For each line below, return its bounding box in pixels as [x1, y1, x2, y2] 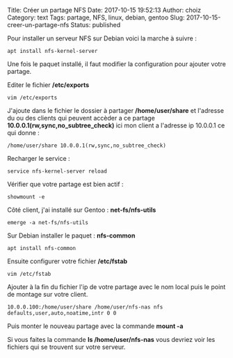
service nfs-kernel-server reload [7, 168, 108, 175]
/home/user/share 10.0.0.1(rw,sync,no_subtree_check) [7, 142, 167, 149]
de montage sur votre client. [7, 290, 88, 298]
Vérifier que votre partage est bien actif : [7, 180, 124, 188]
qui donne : [7, 129, 40, 137]
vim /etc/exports [7, 94, 58, 101]
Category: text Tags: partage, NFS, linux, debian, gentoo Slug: [7, 13, 185, 22]
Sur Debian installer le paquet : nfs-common [7, 231, 136, 240]
